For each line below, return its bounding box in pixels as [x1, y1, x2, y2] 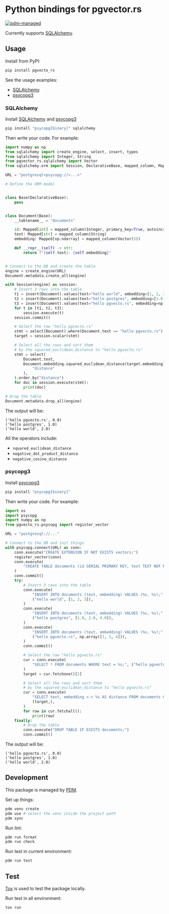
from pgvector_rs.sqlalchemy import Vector [5, 159, 98, 164]
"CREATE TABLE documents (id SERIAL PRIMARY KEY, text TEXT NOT [23, 564, 161, 569]
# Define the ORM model [5, 181, 55, 187]
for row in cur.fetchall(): [23, 708, 82, 714]
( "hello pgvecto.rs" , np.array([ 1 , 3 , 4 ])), [32, 634, 127, 639]
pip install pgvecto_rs [5, 68, 55, 73]
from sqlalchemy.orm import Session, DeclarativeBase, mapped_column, [5, 163, 156, 168]
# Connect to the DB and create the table [5, 264, 96, 269]
